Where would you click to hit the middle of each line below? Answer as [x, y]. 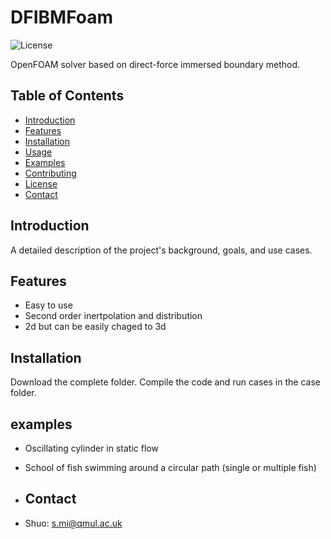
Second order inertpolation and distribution [113, 316]
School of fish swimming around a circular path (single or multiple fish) [170, 467]
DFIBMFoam [62, 17]
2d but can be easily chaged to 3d [95, 327]
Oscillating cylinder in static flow [91, 448]
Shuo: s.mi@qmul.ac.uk [73, 523]
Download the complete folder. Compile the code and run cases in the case [165, 382]
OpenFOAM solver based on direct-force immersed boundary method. [155, 64]
